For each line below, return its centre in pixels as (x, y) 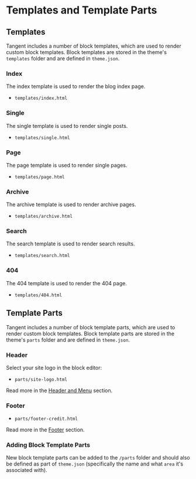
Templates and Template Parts (82, 10)
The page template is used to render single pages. (67, 165)
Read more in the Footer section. (45, 430)
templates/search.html (42, 256)
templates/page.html (39, 177)
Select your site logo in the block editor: (54, 367)
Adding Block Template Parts (48, 445)
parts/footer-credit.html (46, 419)
